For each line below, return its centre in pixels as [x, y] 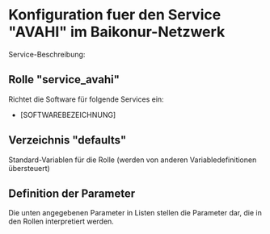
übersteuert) [29, 168]
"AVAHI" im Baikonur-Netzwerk [117, 32]
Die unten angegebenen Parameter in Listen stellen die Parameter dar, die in [135, 213]
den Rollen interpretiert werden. [61, 221]
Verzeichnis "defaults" [67, 140]
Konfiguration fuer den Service [115, 15]
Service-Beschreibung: [47, 54]
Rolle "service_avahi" [64, 79]
